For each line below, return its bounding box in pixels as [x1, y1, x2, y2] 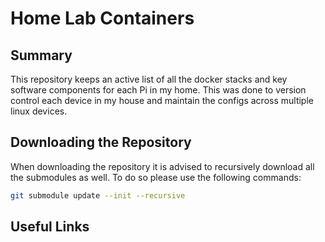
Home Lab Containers [10, 7, 195, 30]
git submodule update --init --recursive [10, 190, 186, 201]
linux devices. [10, 105, 68, 117]
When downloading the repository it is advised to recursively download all [10, 160, 315, 172]
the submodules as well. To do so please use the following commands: [10, 171, 302, 183]
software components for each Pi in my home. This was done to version [10, 84, 307, 96]
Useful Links [10, 218, 90, 236]
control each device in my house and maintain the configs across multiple [10, 95, 314, 106]
